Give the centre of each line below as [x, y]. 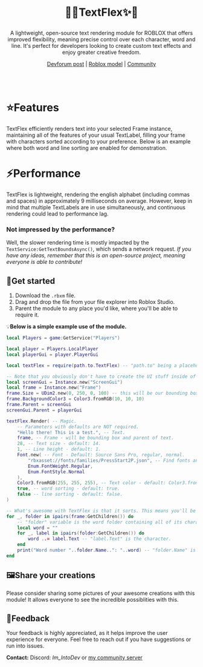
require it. [27, 315]
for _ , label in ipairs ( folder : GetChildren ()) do [81, 533]
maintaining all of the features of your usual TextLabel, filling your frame [96, 135]
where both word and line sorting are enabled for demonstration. [87, 148]
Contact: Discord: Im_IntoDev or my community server [75, 658]
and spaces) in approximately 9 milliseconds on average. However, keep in [99, 201]
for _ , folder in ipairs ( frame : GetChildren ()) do [70, 516]
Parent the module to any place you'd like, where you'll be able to [96, 309]
